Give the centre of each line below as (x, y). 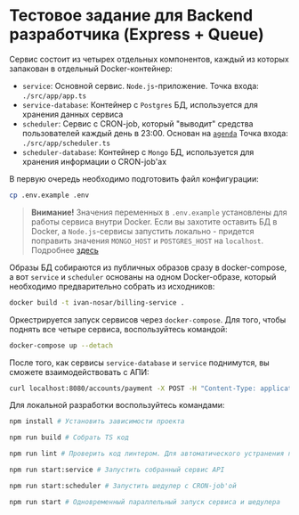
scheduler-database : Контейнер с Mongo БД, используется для (138, 151)
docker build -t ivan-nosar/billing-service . (97, 302)
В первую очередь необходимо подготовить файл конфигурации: (134, 178)
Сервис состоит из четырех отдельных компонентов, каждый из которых (149, 59)
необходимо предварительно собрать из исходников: (112, 286)
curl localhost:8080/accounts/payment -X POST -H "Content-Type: (133, 388)
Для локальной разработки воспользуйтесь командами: (117, 405)
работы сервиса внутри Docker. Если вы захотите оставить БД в (154, 221)
